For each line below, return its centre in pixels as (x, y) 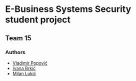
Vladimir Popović (30, 63)
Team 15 (18, 38)
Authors (15, 52)
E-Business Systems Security (68, 9)
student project (38, 20)
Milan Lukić (24, 74)
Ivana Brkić (24, 68)
